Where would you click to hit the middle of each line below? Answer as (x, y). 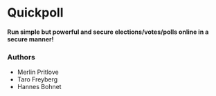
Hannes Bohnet (39, 87)
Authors (21, 57)
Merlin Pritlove (38, 72)
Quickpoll (35, 13)
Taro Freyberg (37, 79)
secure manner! (30, 39)
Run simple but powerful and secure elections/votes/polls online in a (108, 32)
